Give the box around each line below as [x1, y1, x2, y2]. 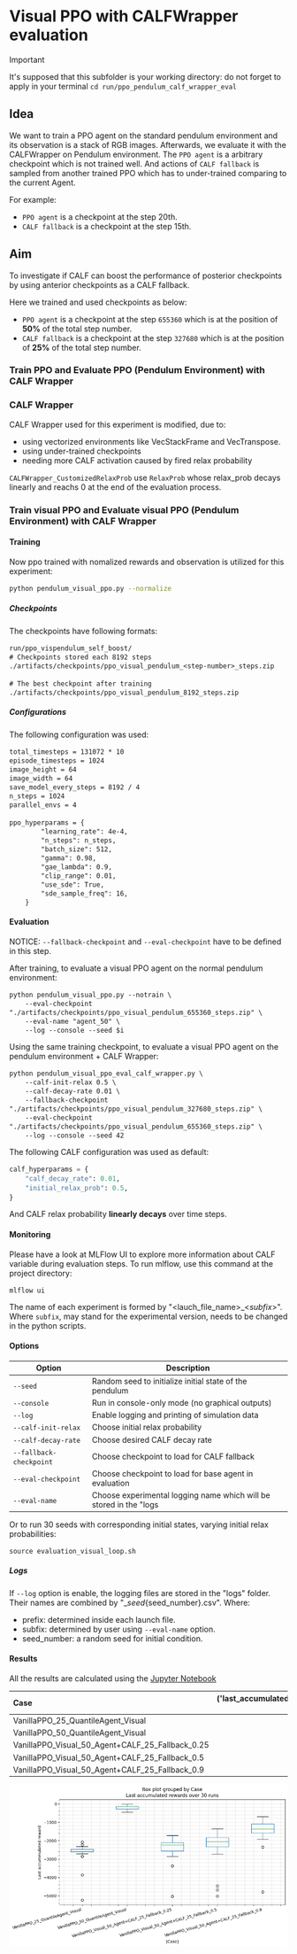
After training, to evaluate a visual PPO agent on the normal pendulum [9, 963, 263, 973]
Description [165, 1362, 210, 1374]
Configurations [9, 707, 67, 717]
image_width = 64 [9, 773, 73, 783]
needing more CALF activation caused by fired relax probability [21, 454, 253, 466]
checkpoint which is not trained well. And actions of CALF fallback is [9, 158, 260, 169]
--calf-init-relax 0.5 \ [25, 1078, 117, 1087]
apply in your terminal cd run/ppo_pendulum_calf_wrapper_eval [9, 81, 237, 91]
